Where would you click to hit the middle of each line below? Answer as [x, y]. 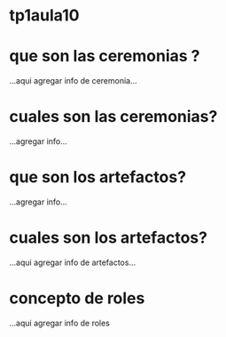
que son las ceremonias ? [105, 56]
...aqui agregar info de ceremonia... [73, 81]
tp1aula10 [44, 16]
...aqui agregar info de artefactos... [72, 262]
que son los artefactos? [98, 177]
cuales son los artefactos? [109, 238]
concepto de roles [77, 298]
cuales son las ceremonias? [113, 117]
